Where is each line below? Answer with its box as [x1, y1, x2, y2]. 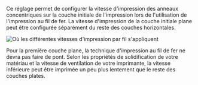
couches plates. [6, 73, 46, 79]
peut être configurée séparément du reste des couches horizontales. [6, 24, 176, 31]
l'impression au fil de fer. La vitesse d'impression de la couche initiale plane [6, 18, 193, 24]
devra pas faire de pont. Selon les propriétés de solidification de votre [6, 53, 178, 60]
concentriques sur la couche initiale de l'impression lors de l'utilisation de [6, 11, 187, 18]
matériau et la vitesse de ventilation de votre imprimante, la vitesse [6, 59, 171, 67]
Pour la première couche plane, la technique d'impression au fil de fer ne [6, 47, 185, 54]
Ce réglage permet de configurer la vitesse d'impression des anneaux [6, 5, 178, 12]
